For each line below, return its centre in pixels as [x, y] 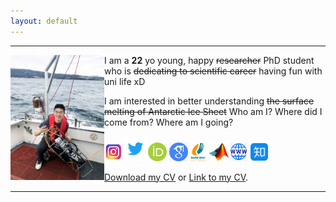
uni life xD [125, 81]
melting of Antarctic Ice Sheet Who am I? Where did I [213, 111]
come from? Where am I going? [169, 122]
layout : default [44, 21]
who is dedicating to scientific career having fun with [213, 71]
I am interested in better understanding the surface [209, 101]
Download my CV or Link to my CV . [176, 177]
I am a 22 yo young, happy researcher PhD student [209, 60]
